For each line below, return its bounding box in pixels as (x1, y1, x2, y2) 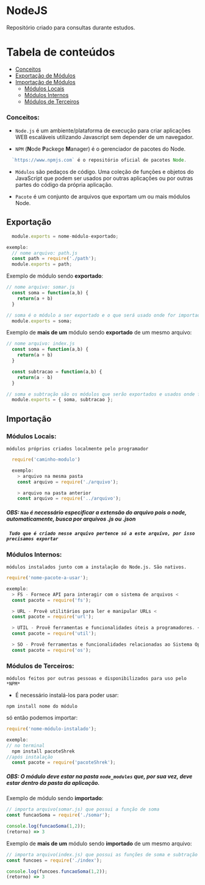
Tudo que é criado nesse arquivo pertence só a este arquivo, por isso (9, 530, 195, 537)
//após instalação (6, 754, 53, 760)
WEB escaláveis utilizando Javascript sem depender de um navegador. (15, 134, 194, 141)
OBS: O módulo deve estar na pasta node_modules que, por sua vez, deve (6, 773, 193, 780)
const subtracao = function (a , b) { (12, 369, 103, 375)
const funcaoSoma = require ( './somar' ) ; (6, 812, 111, 818)
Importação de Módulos (15, 78, 76, 85)
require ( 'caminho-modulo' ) (12, 457, 81, 463)
